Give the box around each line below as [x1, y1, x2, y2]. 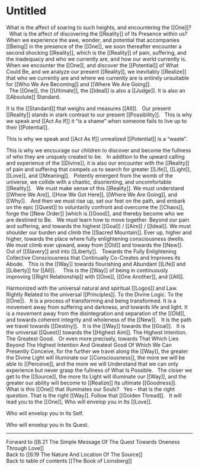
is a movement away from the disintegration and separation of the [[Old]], [6, 310, 186, 317]
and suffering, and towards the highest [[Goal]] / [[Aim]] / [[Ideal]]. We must [6, 222, 191, 229]
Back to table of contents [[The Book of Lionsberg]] [6, 457, 132, 464]
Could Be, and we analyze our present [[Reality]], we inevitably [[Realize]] [6, 68, 187, 75]
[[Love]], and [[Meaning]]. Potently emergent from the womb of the [6, 172, 174, 179]
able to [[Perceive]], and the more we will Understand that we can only [6, 360, 179, 367]
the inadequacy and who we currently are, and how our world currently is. [6, 55, 187, 62]
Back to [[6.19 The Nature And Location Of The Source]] [6, 450, 143, 458]
